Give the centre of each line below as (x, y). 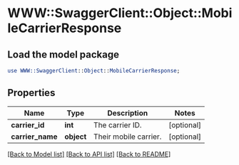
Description (128, 113)
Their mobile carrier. (128, 137)
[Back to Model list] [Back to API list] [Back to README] (89, 154)
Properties (31, 93)
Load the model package (63, 54)
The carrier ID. (118, 124)
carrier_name (34, 137)
